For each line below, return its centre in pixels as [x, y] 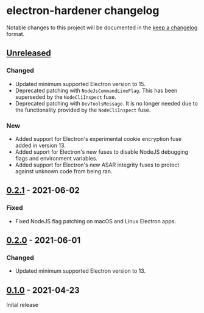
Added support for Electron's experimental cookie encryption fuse [98, 139]
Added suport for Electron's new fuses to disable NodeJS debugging [102, 152]
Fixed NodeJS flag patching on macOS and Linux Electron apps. [96, 221]
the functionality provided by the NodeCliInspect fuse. [83, 110]
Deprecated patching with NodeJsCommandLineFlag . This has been [96, 90]
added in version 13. [40, 145]
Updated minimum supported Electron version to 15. [80, 84]
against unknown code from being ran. [64, 171]
